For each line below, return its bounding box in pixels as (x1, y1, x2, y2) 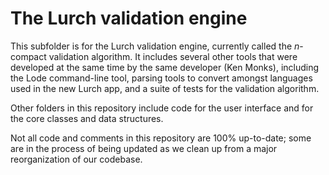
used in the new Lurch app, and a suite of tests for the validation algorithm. (10, 82, 320, 94)
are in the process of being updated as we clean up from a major (10, 142, 278, 154)
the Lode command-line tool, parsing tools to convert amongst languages (10, 72, 313, 84)
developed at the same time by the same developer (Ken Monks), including (10, 61, 320, 73)
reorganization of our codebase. (10, 153, 143, 165)
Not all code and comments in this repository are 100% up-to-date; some (10, 132, 312, 144)
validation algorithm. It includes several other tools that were (48, 50, 298, 62)
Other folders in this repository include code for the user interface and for (10, 102, 314, 114)
